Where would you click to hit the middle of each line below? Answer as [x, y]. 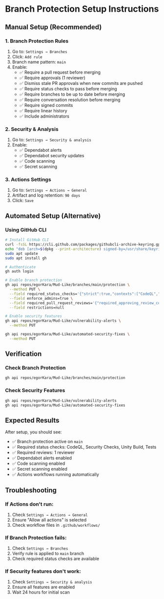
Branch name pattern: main [39, 62]
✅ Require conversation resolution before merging [70, 100]
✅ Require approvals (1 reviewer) [52, 78]
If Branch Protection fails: [36, 537]
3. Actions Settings [28, 180]
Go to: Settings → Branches [40, 51]
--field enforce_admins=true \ [41, 298]
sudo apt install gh [26, 258]
